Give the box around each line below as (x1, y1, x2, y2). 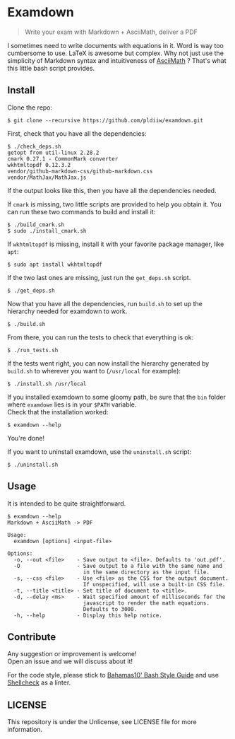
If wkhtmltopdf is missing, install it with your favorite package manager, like (7, 240, 224, 248)
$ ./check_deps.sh (7, 143, 61, 150)
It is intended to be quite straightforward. (7, 499, 126, 508)
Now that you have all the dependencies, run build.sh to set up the (7, 299, 203, 308)
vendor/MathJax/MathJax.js (7, 174, 87, 181)
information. (7, 726, 43, 734)
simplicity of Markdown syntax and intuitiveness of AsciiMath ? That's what (7, 56, 227, 64)
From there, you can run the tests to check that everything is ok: (7, 333, 194, 342)
